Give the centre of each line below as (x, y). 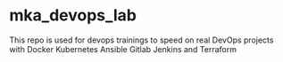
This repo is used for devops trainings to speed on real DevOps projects (141, 40)
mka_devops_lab (73, 15)
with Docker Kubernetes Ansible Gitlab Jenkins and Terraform (123, 49)
